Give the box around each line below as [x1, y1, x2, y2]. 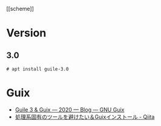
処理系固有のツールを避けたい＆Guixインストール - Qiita [15, 113, 155, 120]
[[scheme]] [6, 5, 34, 12]
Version [6, 27, 47, 40]
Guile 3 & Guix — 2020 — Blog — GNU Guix [15, 106, 125, 113]
